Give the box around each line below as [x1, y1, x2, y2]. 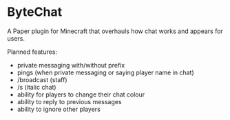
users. [7, 34, 25, 42]
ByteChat [7, 4, 63, 20]
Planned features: [7, 48, 57, 56]
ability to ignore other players [17, 105, 101, 113]
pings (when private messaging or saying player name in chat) [17, 68, 194, 77]
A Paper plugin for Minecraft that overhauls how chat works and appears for [7, 27, 224, 35]
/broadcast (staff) [17, 75, 67, 83]
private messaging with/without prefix [17, 61, 125, 69]
